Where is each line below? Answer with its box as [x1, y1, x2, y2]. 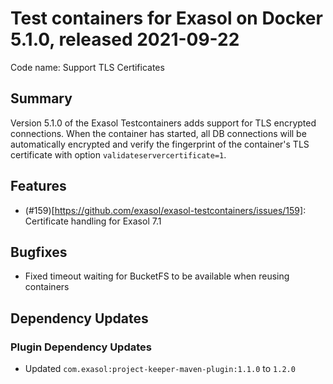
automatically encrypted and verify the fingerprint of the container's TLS [10, 138, 310, 150]
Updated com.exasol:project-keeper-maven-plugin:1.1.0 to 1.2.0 [24, 363, 296, 375]
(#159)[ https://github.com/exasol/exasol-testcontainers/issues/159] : [24, 204, 307, 216]
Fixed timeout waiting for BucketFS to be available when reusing [24, 270, 290, 282]
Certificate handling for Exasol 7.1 [24, 215, 162, 227]
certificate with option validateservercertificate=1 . [10, 148, 227, 161]
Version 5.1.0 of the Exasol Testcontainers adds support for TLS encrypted [10, 117, 317, 129]
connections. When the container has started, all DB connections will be [10, 127, 307, 139]
